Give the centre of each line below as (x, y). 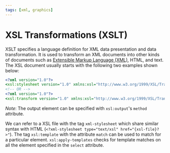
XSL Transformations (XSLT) (67, 35)
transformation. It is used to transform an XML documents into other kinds (82, 54)
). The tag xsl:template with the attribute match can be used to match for (86, 134)
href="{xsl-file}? (140, 129)
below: (12, 70)
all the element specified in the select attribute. (55, 145)
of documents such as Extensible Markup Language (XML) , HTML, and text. (84, 60)
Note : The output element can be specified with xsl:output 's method (76, 108)
